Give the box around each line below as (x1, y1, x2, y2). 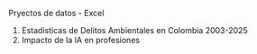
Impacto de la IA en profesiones (21, 35, 141, 45)
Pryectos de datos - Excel (8, 8, 105, 18)
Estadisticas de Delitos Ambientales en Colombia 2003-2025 (21, 25, 249, 35)
